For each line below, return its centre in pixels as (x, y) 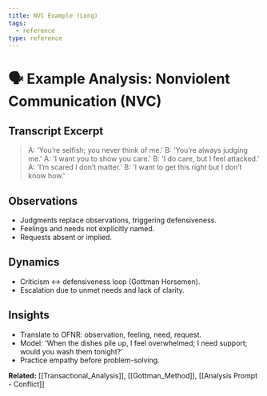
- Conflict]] (27, 384)
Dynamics (34, 262)
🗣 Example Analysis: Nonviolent (119, 79)
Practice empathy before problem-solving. (90, 360)
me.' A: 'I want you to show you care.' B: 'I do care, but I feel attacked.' (143, 159)
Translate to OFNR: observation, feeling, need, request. (111, 334)
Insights (29, 316)
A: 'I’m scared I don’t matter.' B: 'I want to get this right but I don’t (135, 167)
